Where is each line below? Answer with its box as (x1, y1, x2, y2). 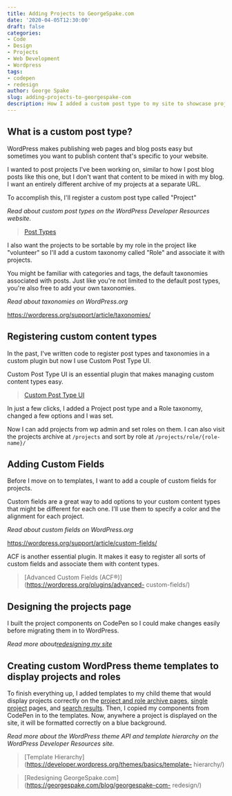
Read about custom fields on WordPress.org (7, 526, 133, 534)
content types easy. (7, 377, 64, 385)
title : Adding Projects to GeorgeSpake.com (7, 10, 135, 17)
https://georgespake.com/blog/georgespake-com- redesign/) (26, 781, 202, 789)
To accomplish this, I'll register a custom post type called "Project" (7, 193, 197, 202)
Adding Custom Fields (7, 458, 105, 470)
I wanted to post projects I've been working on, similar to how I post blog (7, 165, 214, 173)
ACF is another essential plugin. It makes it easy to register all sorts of (7, 552, 206, 561)
